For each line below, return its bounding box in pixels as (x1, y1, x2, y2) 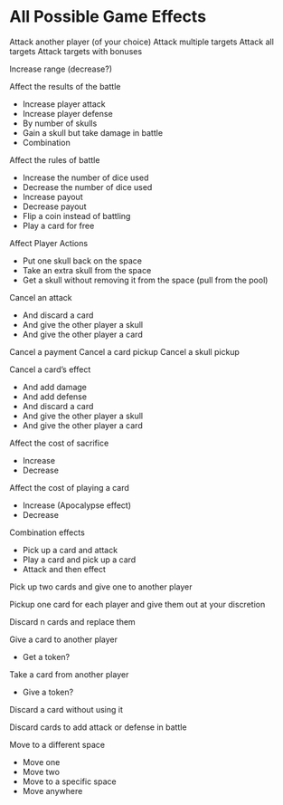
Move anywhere (22, 785, 83, 796)
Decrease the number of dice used (22, 181, 153, 192)
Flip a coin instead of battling (22, 210, 131, 221)
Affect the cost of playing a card (9, 482, 129, 493)
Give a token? (22, 686, 74, 697)
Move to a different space (9, 739, 106, 750)
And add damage (22, 381, 88, 392)
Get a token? (22, 651, 71, 662)
